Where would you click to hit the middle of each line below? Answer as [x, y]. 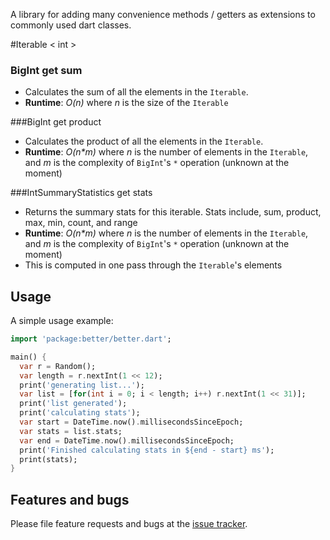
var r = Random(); [58, 366]
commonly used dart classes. [71, 25]
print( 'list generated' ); [73, 404]
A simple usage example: [62, 321]
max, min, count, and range [81, 223]
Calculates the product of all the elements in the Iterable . [144, 141]
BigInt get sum [46, 70]
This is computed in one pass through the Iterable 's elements [153, 265]
